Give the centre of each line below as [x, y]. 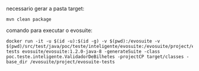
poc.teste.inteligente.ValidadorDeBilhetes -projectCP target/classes [95, 57]
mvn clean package [29, 20]
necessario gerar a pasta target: [45, 9]
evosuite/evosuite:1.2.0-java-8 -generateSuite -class [91, 51]
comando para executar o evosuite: [49, 30]
